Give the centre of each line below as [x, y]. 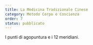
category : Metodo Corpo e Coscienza [42, 14]
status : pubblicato [25, 23]
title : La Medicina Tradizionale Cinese [47, 10]
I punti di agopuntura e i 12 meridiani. [42, 37]
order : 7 [14, 19]
